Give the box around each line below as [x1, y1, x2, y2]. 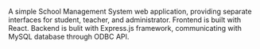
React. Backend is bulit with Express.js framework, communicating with [8, 24, 243, 32]
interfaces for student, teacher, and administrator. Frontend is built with [8, 15, 242, 24]
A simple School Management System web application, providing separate [8, 7, 252, 16]
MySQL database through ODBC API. [8, 32, 130, 41]
